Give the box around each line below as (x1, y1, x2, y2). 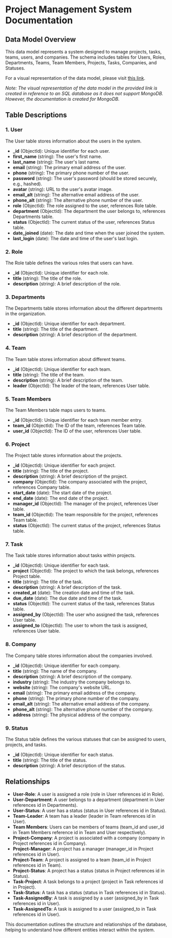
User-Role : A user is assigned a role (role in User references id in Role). (12, 791, 164, 797)
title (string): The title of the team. (12, 371, 85, 377)
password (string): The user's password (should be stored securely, (12, 175, 158, 181)
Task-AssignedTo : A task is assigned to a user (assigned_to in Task (12, 906, 157, 912)
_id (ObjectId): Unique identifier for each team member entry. (12, 417, 143, 423)
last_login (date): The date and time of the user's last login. (12, 235, 139, 241)
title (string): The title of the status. (12, 757, 87, 763)
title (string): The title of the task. (12, 579, 83, 585)
